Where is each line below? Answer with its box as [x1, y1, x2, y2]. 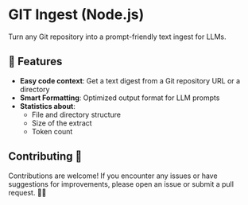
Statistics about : [19, 101, 76, 110]
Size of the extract [31, 118, 93, 128]
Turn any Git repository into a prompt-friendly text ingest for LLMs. [8, 32, 227, 41]
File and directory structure [31, 110, 122, 119]
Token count [31, 126, 73, 136]
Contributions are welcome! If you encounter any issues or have [8, 171, 218, 180]
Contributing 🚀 [8, 149, 83, 164]
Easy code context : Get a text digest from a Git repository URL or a [19, 75, 241, 85]
